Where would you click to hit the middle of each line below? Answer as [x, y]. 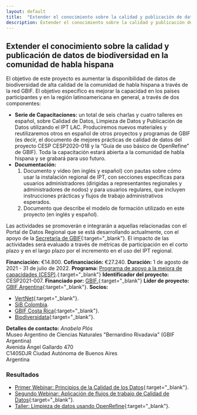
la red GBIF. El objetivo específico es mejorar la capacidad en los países [93, 91]
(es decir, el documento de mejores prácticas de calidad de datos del [98, 140]
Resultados [23, 375]
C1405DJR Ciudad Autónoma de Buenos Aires [62, 353]
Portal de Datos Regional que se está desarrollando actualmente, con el [92, 232]
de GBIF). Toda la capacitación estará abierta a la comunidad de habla [99, 152]
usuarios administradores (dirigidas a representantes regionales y [103, 183]
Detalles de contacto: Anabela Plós [49, 328]
